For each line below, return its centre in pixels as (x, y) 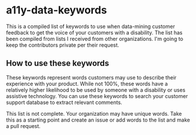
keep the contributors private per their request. (63, 45)
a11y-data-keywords (56, 10)
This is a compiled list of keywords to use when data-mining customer (91, 26)
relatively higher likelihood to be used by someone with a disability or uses (96, 90)
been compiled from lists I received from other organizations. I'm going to (94, 39)
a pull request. (23, 126)
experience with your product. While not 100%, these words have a (87, 84)
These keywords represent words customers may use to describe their (91, 77)
